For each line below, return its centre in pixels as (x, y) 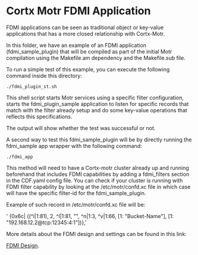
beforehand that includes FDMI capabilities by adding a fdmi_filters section (98, 174)
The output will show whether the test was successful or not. (81, 128)
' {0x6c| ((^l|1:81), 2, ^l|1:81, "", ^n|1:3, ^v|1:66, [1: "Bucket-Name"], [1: (90, 216)
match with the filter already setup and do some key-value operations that (97, 110)
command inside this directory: (44, 75)
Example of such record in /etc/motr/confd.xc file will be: (76, 204)
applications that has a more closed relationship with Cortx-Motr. (86, 33)
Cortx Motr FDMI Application (78, 11)
